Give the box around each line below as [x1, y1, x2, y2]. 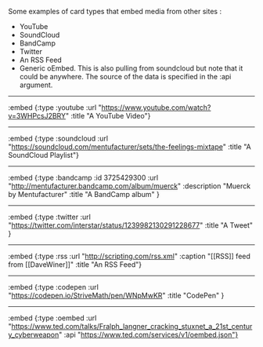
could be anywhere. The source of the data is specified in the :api [19, 72, 232, 81]
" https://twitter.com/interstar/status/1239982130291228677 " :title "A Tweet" [8, 221, 253, 230]
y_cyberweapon [8, 330, 59, 339]
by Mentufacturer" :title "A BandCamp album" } [8, 190, 160, 199]
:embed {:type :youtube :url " [8, 103, 102, 112]
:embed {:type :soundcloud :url [8, 133, 108, 143]
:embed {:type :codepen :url [8, 283, 99, 291]
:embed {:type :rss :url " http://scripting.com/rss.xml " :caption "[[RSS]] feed [8, 251, 250, 261]
